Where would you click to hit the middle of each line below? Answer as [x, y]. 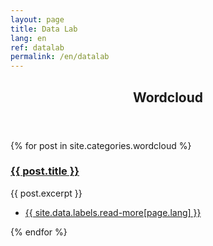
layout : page [37, 19]
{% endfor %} [39, 232]
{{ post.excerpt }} [46, 193]
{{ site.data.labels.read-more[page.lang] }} [113, 212]
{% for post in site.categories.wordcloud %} [101, 145]
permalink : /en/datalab [60, 57]
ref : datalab [37, 47]
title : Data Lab [44, 29]
